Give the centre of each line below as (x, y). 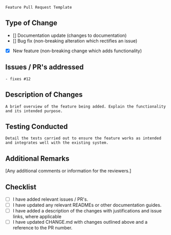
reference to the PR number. (42, 228)
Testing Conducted (37, 126)
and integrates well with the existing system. (57, 143)
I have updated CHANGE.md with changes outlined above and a (80, 222)
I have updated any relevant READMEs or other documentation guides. (87, 205)
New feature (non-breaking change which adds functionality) (77, 51)
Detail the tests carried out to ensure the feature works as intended (83, 138)
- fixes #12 (18, 79)
